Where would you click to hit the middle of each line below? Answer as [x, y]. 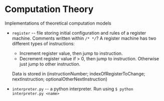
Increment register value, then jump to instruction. [71, 53]
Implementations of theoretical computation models [58, 23]
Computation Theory [49, 9]
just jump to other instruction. [50, 64]
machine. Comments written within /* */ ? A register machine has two [84, 38]
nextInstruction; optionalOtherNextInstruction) [60, 79]
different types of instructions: [43, 43]
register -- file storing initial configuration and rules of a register [79, 33]
